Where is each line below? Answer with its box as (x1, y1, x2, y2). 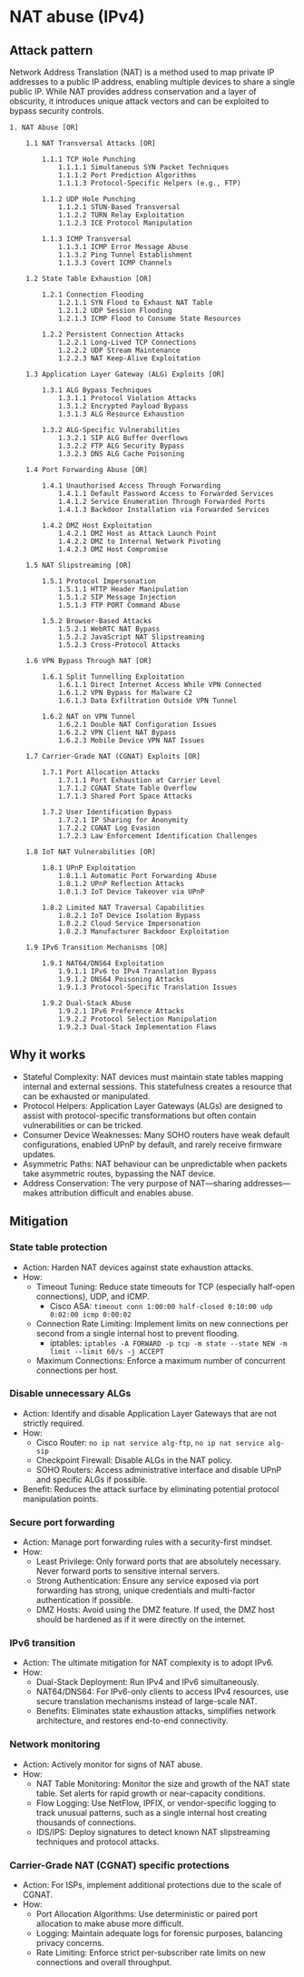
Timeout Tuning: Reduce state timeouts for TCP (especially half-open (35, 1281, 296, 1292)
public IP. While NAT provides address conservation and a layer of (9, 86, 257, 96)
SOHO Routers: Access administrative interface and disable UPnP (35, 1464, 282, 1475)
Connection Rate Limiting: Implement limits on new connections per (35, 1317, 289, 1329)
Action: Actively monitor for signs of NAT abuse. (22, 1759, 203, 1770)
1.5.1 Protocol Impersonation (42, 577, 156, 586)
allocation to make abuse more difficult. (35, 1918, 184, 1929)
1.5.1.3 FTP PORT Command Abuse (57, 600, 181, 610)
